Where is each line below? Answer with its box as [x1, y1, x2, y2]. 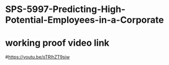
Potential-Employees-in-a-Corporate [5, 14, 164, 26]
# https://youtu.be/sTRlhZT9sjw [5, 54, 70, 60]
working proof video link [5, 37, 109, 49]
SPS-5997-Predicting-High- [5, 4, 126, 15]
